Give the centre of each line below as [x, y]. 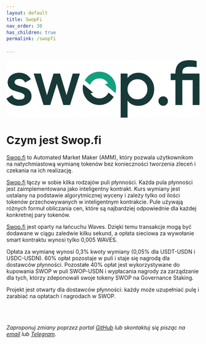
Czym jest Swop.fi [54, 140]
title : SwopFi [25, 19]
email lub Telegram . [31, 334]
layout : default [27, 13]
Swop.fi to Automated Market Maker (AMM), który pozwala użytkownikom [100, 157]
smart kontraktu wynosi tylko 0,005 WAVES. [62, 240]
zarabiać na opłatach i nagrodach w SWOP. [61, 296]
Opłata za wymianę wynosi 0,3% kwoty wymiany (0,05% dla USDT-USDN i [101, 251]
